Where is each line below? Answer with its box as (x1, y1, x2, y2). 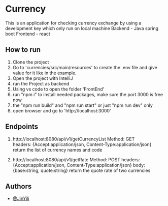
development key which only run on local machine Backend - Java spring (5, 25, 159, 31)
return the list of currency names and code (12, 146, 103, 153)
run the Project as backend (12, 80, 70, 86)
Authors (5, 182, 32, 191)
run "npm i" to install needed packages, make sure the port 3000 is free (12, 91, 163, 97)
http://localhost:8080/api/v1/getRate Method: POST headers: (12, 156, 140, 163)
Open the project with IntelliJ (12, 75, 73, 81)
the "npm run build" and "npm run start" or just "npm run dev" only (12, 102, 153, 108)
